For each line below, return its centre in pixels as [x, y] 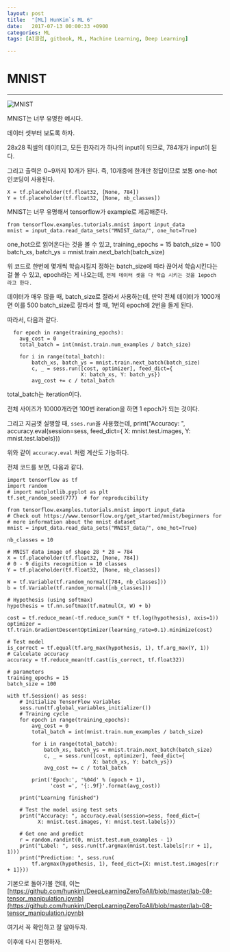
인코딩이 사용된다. [31, 180]
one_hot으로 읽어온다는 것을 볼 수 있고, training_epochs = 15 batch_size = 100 [114, 245]
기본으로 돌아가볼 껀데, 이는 [44, 883]
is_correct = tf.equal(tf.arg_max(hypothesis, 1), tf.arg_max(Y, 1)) [108, 648]
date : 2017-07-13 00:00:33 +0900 [58, 26]
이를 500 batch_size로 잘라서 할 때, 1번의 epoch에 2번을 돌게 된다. [104, 305]
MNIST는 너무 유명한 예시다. [45, 119]
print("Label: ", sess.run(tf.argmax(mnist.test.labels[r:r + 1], [116, 846]
